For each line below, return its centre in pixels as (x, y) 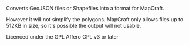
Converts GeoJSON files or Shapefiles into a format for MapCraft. (85, 8)
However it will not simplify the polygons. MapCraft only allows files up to (95, 19)
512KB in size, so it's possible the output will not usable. (74, 26)
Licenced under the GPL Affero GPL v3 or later (63, 37)
